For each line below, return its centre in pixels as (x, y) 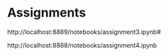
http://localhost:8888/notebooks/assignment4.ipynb (82, 45)
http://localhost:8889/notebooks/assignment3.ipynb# (84, 32)
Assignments (47, 13)
